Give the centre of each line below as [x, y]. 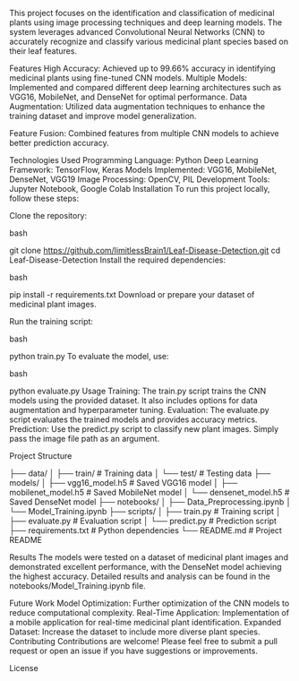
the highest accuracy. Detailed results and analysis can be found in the [140, 576]
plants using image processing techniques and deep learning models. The [146, 22]
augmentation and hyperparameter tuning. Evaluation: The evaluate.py [140, 410]
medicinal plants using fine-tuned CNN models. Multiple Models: [128, 78]
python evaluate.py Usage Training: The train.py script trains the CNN [138, 391]
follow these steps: [44, 198]
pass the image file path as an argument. [85, 439]
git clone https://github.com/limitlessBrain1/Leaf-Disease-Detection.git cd [145, 250]
